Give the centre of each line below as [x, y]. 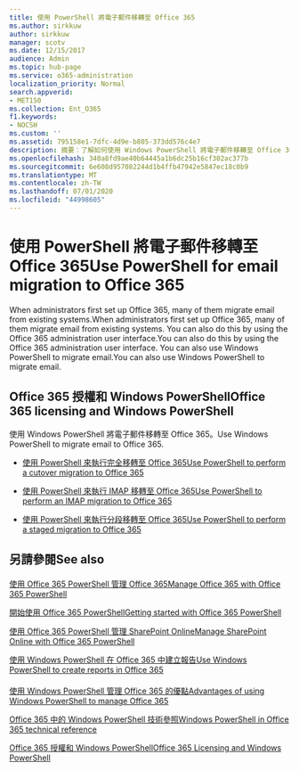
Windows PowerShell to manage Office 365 [89, 701]
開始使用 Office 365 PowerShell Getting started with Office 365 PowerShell [145, 612]
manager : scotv [37, 42]
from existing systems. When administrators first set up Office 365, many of [147, 319]
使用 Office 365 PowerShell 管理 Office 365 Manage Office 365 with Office [145, 584]
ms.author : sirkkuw [45, 26]
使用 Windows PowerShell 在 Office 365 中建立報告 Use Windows [128, 660]
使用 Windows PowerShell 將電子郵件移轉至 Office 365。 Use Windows [139, 434]
